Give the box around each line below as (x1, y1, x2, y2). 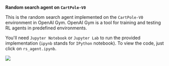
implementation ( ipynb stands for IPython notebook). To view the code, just (5, 40, 164, 46)
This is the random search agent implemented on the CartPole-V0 (5, 14, 143, 20)
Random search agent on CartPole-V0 (5, 5, 86, 10)
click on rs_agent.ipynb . (5, 46, 57, 51)
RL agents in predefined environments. (5, 25, 87, 31)
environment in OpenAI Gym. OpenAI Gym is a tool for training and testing (5, 20, 161, 25)
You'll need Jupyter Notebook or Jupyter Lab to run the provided (5, 35, 141, 41)
